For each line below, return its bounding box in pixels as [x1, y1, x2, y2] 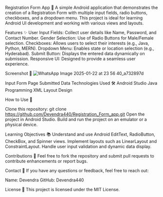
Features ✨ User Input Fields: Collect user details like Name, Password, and [5, 30, 157, 35]
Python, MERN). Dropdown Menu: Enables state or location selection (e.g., [5, 45, 154, 51]
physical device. [5, 122, 38, 127]
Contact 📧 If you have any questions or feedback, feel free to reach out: [5, 168, 149, 173]
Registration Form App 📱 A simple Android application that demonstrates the [5, 5, 158, 10]
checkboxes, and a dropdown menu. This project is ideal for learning [5, 15, 143, 20]
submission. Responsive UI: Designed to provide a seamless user [5, 56, 136, 61]
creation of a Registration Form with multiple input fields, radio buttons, [5, 10, 147, 16]
